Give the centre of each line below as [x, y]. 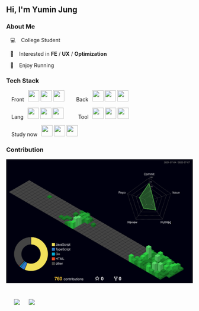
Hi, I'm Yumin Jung [42, 10]
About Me [21, 27]
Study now [25, 134]
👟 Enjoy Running [32, 65]
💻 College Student [35, 40]
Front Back [50, 99]
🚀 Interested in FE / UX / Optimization [58, 53]
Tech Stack [23, 81]
